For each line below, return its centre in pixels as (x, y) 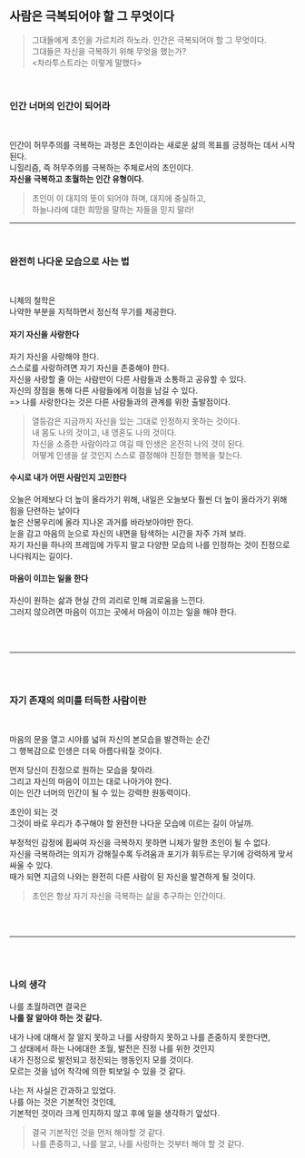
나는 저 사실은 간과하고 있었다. (63, 1090)
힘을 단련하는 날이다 (44, 510)
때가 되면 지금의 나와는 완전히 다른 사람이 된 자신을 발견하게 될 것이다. (133, 877)
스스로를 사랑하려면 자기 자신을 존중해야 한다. (89, 368)
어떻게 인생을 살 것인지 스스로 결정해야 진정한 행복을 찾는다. (137, 455)
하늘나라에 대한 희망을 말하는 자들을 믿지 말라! (113, 210)
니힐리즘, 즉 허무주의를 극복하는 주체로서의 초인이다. (101, 168)
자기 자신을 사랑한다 (44, 334)
